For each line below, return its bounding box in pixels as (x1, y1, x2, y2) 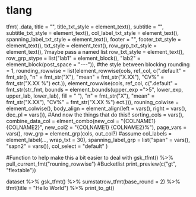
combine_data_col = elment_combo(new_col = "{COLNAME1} (6, 117, 156, 124)
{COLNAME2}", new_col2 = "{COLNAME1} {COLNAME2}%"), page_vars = (6, 124, 187, 131)
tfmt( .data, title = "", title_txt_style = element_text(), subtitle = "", (6, 23, 164, 30)
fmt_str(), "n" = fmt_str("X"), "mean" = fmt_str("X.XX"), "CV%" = (6, 73, 165, 80)
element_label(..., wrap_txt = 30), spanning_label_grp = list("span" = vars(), (6, 136, 190, 143)
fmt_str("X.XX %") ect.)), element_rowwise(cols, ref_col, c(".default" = (6, 79, 178, 86)
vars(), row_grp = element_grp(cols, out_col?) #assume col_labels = (6, 130, 172, 137)
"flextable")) (6, 166, 37, 173)
